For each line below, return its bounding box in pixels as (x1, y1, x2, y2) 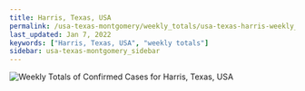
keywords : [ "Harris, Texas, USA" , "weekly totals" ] (9, 38, 209, 48)
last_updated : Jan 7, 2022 (9, 30, 112, 39)
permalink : (9, 22, 51, 31)
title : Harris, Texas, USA (9, 13, 112, 23)
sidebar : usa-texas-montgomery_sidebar (9, 47, 161, 56)
